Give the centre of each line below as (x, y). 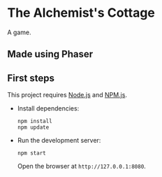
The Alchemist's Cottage (81, 13)
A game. (19, 32)
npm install (35, 121)
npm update (33, 127)
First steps (31, 78)
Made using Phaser (50, 54)
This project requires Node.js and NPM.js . (67, 95)
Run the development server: (59, 141)
